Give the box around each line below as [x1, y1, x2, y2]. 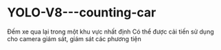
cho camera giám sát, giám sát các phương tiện [7, 34, 142, 42]
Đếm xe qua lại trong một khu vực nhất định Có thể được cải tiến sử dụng [7, 27, 214, 36]
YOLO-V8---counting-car [7, 5, 156, 21]
